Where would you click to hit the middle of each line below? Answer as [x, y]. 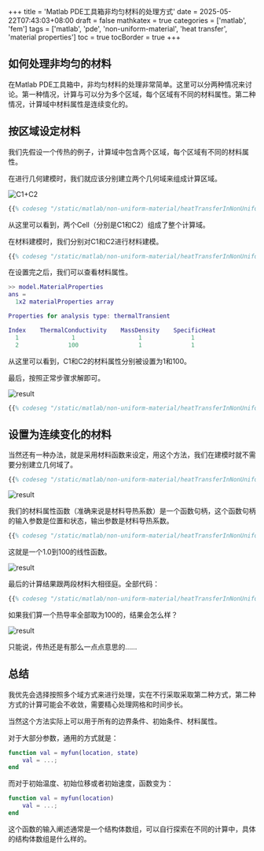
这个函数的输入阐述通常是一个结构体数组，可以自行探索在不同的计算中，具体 [132, 829]
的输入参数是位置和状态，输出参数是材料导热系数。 [91, 521]
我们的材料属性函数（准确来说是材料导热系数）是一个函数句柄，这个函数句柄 [132, 511]
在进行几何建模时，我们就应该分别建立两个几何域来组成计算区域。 [115, 178]
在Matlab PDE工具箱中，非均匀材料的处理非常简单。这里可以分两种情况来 [127, 84]
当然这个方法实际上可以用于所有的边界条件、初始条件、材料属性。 [115, 721]
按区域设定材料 [44, 131]
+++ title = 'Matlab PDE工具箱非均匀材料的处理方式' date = [103, 11]
